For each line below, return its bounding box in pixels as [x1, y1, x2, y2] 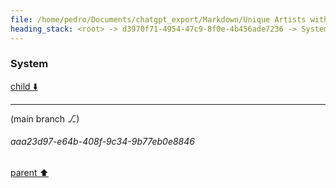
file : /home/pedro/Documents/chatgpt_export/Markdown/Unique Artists [10, 14, 307, 25]
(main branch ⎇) [10, 112, 80, 125]
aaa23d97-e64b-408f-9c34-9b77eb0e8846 [10, 136, 195, 148]
